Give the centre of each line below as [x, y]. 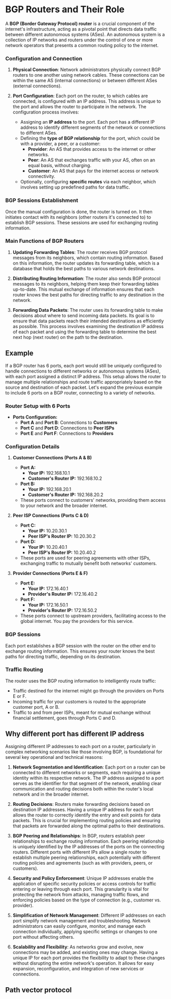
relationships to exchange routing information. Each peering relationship [89, 841]
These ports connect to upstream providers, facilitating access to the [93, 616]
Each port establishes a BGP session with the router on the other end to [80, 645]
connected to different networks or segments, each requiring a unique [87, 772]
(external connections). [37, 86]
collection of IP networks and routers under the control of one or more [79, 40]
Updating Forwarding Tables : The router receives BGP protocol [80, 252]
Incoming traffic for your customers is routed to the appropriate [79, 702]
